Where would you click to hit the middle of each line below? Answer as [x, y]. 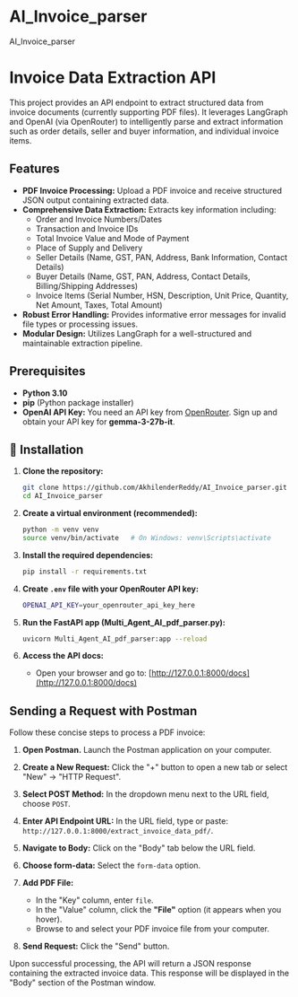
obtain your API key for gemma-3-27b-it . [99, 421]
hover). [49, 919]
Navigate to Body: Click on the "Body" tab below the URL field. [139, 848]
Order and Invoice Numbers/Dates [99, 219]
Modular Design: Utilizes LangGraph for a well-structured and [137, 333]
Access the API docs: [63, 656]
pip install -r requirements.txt [85, 572]
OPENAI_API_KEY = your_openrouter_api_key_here [108, 605]
